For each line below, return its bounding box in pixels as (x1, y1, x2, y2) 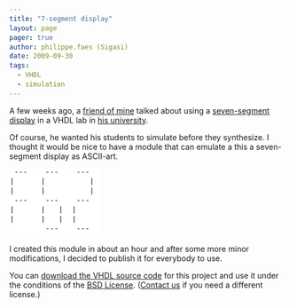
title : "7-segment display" (9, 14, 113, 23)
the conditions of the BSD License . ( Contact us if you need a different (9, 280, 263, 290)
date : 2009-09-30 (9, 51, 74, 61)
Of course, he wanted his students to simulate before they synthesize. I (9, 131, 269, 142)
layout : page (9, 23, 58, 33)
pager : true (9, 33, 53, 42)
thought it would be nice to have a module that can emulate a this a (9, 141, 254, 152)
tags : (9, 61, 29, 70)
